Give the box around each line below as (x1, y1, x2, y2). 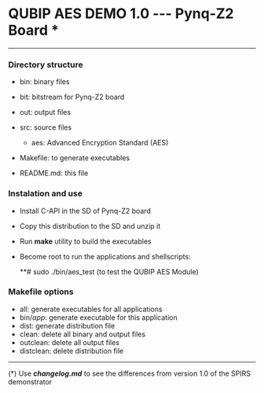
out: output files (19, 108, 71, 117)
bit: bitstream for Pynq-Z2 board (19, 92, 125, 102)
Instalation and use (8, 188, 82, 199)
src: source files (19, 123, 72, 132)
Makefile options (8, 286, 74, 297)
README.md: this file (19, 168, 89, 178)
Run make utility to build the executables (19, 237, 152, 246)
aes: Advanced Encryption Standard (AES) (31, 138, 169, 148)
